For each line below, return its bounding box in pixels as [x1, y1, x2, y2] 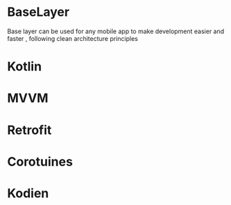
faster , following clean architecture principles [7, 34, 139, 42]
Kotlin [7, 59, 42, 75]
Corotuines [7, 154, 73, 170]
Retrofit [7, 122, 52, 138]
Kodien [7, 185, 49, 201]
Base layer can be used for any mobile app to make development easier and [7, 27, 225, 35]
